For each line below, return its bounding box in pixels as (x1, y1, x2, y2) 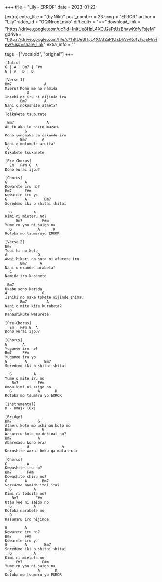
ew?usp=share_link (5, 41, 44, 47)
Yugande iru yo (5, 355, 36, 360)
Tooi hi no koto (5, 248, 38, 253)
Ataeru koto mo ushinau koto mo (5, 423, 71, 428)
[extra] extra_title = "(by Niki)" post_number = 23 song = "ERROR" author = (5, 14, 156, 19)
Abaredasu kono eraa (5, 440, 47, 445)
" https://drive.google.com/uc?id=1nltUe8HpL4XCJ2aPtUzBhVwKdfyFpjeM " (5, 26, 156, 32)
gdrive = (5, 31, 22, 37)
